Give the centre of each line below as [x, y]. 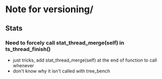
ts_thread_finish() [28, 49]
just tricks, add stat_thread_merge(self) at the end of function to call [85, 60]
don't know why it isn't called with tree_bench [61, 71]
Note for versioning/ [49, 9]
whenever [23, 65]
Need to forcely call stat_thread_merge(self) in [65, 43]
